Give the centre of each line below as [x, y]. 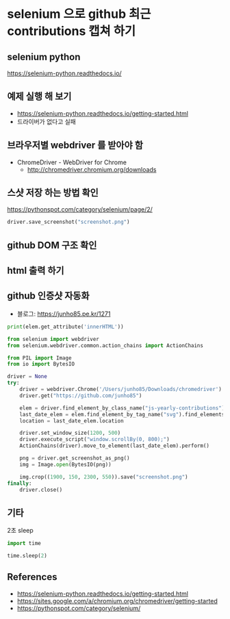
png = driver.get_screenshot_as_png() [75, 458]
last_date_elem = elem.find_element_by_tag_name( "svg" [99, 414]
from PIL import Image [39, 358]
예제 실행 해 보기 [39, 97]
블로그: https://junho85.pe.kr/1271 [64, 314]
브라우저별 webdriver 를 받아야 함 [75, 146]
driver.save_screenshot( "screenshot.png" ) [68, 222]
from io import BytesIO [41, 364]
